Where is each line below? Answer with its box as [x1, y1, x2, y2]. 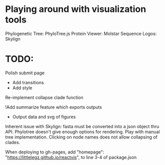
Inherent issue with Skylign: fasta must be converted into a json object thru [5, 123, 159, 129]
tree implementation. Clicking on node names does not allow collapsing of [5, 134, 157, 140]
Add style [12, 85, 32, 91]
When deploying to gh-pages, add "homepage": [5, 149, 104, 155]
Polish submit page [5, 70, 45, 76]
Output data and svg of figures [12, 114, 76, 120]
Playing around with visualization [5, 3, 146, 15]
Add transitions [12, 79, 44, 85]
